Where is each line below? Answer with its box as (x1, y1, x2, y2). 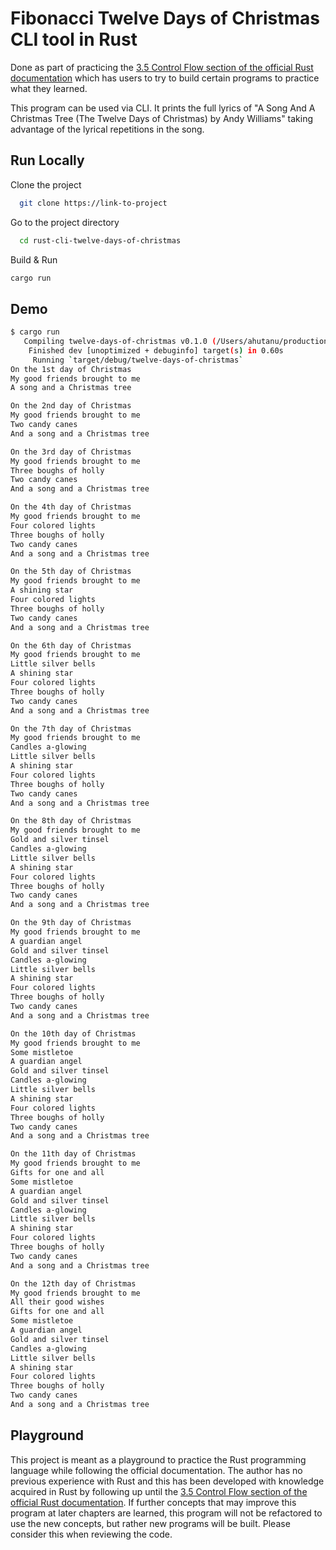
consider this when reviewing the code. (10, 1528, 173, 1540)
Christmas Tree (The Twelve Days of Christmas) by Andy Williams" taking (10, 112, 314, 124)
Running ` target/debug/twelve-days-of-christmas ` (32, 355, 244, 365)
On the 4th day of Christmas (10, 502, 132, 512)
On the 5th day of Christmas (10, 567, 132, 577)
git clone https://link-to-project (19, 198, 168, 208)
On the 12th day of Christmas (10, 1278, 137, 1289)
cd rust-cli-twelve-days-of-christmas (19, 235, 182, 246)
